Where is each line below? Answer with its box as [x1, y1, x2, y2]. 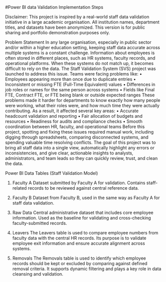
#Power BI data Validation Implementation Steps [5, 4, 104, 10]
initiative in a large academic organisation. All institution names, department [5, 19, 160, 25]
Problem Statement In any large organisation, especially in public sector [5, 39, 152, 45]
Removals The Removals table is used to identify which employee [12, 255, 146, 261]
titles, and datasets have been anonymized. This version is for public [5, 24, 145, 30]
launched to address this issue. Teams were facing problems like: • [5, 71, 142, 76]
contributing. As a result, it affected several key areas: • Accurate [5, 108, 139, 114]
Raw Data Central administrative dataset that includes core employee [12, 210, 154, 215]
